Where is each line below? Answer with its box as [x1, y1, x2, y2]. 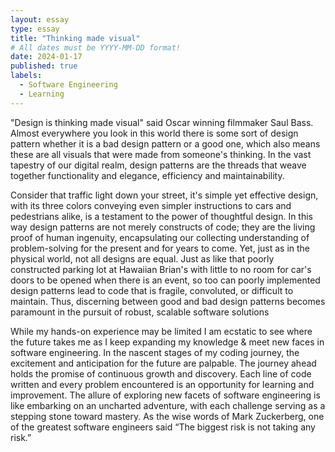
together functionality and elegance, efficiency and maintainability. [10, 169, 285, 181]
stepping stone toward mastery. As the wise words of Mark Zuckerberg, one [10, 410, 325, 422]
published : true [10, 61, 78, 71]
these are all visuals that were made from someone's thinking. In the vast [10, 148, 312, 160]
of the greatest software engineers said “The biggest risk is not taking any [10, 421, 316, 433]
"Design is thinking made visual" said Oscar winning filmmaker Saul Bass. [10, 116, 314, 128]
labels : [10, 71, 43, 81]
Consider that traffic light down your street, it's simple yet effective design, [10, 189, 319, 201]
